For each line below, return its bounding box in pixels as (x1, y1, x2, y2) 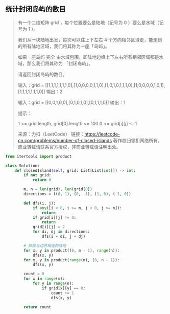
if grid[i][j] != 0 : (32, 215, 77, 220)
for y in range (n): (32, 281, 74, 286)
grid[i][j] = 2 (32, 225, 65, 230)
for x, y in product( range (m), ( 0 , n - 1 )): (23, 257, 120, 262)
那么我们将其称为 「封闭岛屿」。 (27, 60, 93, 66)
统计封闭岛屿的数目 (5, 5, 66, 14)
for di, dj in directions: (32, 229, 90, 234)
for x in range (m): (23, 276, 65, 281)
